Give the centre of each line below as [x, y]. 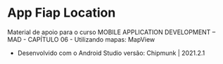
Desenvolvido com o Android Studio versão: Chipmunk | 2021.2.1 [111, 53]
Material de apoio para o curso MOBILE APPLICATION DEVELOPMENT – [111, 32]
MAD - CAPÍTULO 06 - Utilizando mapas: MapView [81, 39]
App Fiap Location [62, 13]
